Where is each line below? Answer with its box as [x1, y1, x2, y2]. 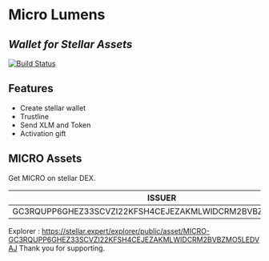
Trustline [19, 111, 50, 121]
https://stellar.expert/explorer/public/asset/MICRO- [41, 226, 211, 235]
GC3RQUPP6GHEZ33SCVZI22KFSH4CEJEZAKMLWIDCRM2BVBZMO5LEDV [8, 235, 260, 244]
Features [8, 82, 54, 95]
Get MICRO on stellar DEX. [8, 173, 96, 183]
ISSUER [147, 192, 177, 203]
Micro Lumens [8, 6, 106, 24]
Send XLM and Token [19, 120, 91, 130]
